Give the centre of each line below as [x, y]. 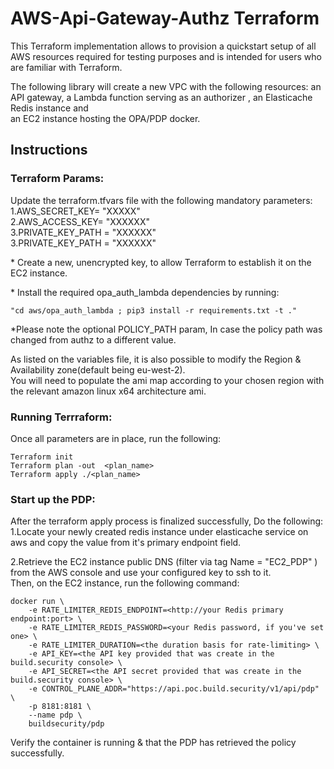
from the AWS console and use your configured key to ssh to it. [141, 573]
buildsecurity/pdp [66, 724]
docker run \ [37, 602]
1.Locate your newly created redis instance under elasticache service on [159, 532]
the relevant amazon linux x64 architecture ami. [108, 391]
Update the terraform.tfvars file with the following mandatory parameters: [161, 200]
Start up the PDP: [53, 499]
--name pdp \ [55, 715]
